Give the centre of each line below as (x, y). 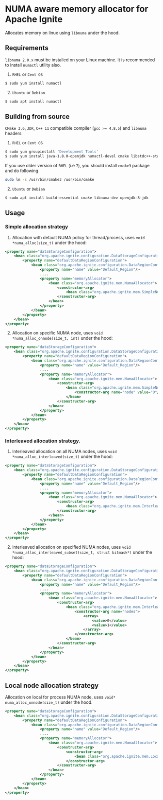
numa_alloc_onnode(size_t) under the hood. (49, 702)
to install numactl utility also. (33, 65)
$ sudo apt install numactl (33, 101)
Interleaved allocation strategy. (43, 441)
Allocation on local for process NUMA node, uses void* (60, 697)
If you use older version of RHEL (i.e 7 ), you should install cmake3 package (77, 166)
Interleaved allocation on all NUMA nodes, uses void (65, 452)
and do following (22, 171)
